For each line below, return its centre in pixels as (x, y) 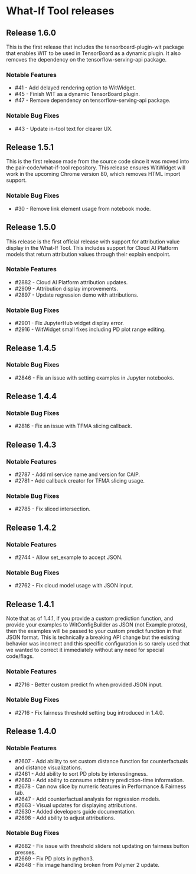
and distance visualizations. (48, 767)
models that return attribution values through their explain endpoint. (89, 254)
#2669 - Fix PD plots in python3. (54, 858)
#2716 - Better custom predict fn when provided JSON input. (89, 685)
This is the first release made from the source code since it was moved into (98, 162)
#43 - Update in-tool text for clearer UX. (64, 128)
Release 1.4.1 (30, 604)
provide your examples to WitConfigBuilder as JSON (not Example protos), (97, 625)
